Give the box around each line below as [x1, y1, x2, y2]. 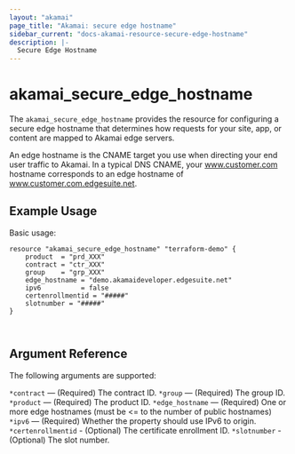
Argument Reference [9, 346, 128, 362]
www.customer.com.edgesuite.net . [9, 179, 138, 189]
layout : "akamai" [9, 12, 74, 22]
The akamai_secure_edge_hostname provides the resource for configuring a [9, 114, 279, 124]
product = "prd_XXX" [25, 252, 105, 261]
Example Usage [9, 203, 98, 219]
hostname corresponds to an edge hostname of [9, 169, 184, 179]
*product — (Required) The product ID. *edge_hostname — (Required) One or [9, 396, 287, 407]
